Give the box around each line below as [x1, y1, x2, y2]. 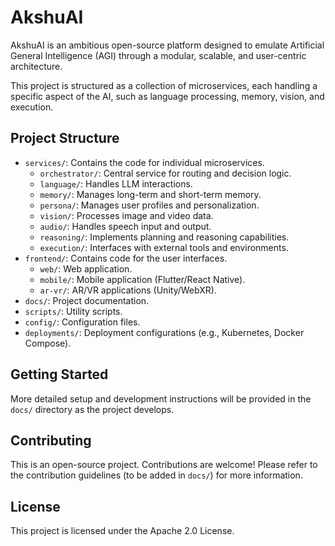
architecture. [10, 60, 63, 72]
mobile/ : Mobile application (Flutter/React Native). [39, 273, 246, 285]
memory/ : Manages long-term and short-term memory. [39, 188, 262, 200]
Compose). [24, 337, 72, 349]
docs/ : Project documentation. [24, 294, 150, 306]
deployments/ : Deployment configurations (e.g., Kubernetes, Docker [24, 326, 305, 338]
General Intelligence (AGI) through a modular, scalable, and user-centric [10, 49, 307, 61]
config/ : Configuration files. [24, 316, 141, 328]
